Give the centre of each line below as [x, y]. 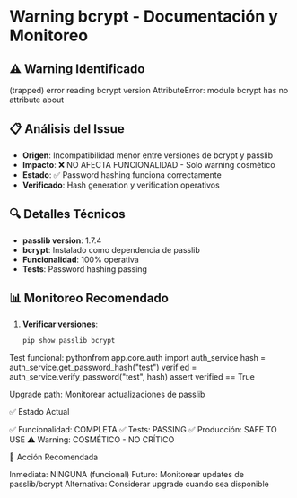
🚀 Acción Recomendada [54, 457]
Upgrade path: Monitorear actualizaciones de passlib [107, 394]
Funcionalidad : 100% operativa [80, 259]
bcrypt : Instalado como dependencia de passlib [111, 249]
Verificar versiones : [60, 324]
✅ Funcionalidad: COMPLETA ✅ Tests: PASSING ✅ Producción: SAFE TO [144, 430]
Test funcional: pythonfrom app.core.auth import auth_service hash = [138, 358]
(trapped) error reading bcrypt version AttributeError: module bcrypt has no [149, 90]
